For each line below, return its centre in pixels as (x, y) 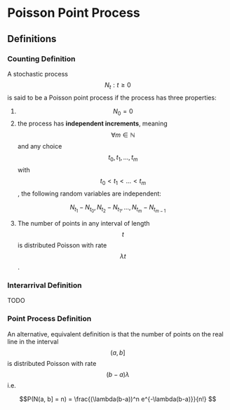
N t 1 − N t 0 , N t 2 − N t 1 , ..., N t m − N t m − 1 (118, 209)
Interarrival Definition (45, 285)
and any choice (40, 146)
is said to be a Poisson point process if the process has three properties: (112, 97)
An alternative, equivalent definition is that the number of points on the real (115, 334)
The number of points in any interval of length (83, 224)
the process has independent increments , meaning (93, 123)
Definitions (32, 39)
